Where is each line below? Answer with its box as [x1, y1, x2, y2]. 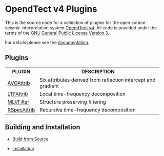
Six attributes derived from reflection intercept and [40, 76, 156, 83]
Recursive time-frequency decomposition [40, 106, 136, 113]
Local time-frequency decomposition [40, 90, 126, 97]
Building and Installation [5, 123, 81, 132]
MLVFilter [7, 98, 30, 105]
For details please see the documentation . [5, 39, 90, 45]
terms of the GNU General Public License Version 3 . [5, 30, 109, 36]
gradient [40, 82, 59, 89]
